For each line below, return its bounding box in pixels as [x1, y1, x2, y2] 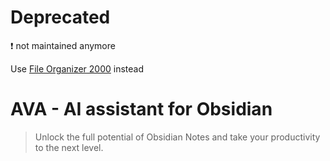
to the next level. [34, 141, 104, 153]
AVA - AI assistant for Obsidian [10, 98, 273, 121]
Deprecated [10, 6, 111, 29]
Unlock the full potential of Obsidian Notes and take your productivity [34, 131, 321, 143]
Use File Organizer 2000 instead [10, 62, 145, 75]
